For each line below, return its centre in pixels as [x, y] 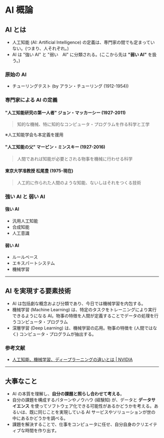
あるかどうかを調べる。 [44, 418]
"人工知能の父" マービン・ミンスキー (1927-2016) [55, 147]
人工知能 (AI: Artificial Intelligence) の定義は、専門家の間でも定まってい [83, 42]
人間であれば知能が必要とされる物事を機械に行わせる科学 [75, 159]
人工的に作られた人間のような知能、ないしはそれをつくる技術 [79, 183]
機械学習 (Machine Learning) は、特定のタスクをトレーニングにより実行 [84, 309]
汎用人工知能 [25, 221]
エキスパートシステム [33, 263]
